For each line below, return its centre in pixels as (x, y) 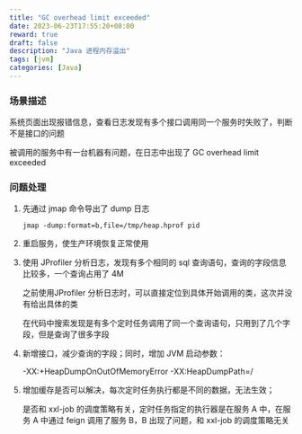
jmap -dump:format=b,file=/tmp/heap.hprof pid (111, 226)
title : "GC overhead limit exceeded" (80, 18)
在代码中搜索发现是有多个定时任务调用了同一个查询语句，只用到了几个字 (156, 323)
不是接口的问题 (37, 133)
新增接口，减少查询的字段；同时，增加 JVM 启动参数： (124, 354)
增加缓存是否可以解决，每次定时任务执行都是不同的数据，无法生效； (148, 390)
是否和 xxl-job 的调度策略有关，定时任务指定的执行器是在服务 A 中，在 (152, 409)
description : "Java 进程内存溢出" (70, 51)
